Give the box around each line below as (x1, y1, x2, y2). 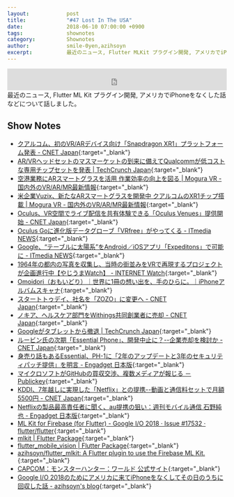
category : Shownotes (7, 36, 95, 43)
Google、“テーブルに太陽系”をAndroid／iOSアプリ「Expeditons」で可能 (17, 242, 224, 251)
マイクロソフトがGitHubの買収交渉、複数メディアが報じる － (17, 369, 192, 377)
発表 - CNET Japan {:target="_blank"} (23, 148, 131, 157)
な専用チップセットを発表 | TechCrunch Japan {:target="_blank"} (17, 165, 203, 174)
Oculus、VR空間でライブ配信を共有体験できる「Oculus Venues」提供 (17, 209, 217, 217)
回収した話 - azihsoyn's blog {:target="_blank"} (17, 482, 152, 490)
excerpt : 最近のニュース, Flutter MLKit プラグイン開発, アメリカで (7, 49, 221, 56)
